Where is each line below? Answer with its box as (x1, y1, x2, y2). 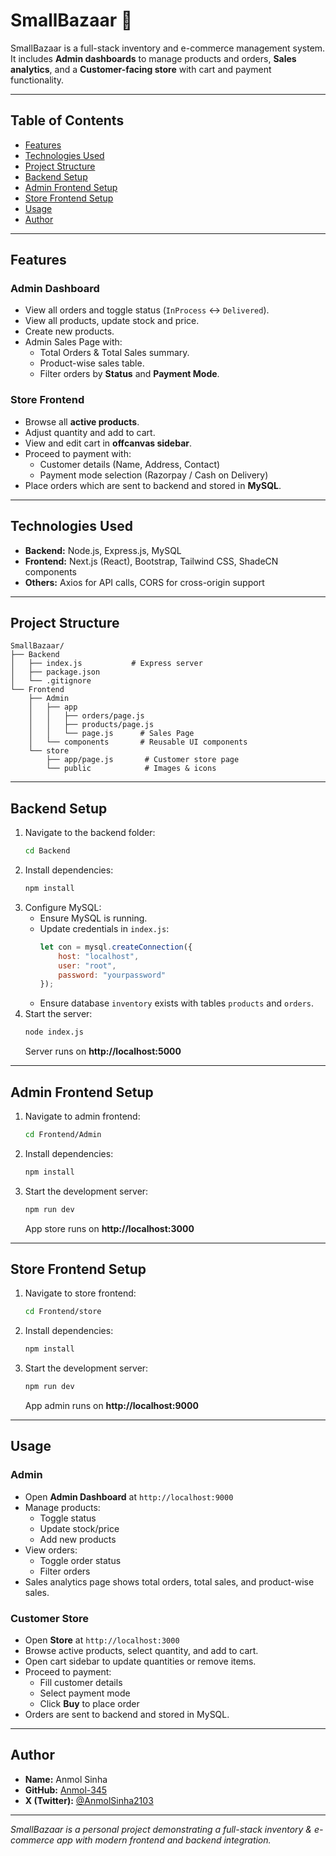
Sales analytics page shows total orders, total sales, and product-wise (24, 1575, 315, 1588)
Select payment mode (39, 1687, 131, 1699)
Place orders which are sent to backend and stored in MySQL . (24, 479, 282, 491)
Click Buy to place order (39, 1698, 140, 1710)
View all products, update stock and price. (24, 315, 200, 327)
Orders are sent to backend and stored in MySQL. (24, 1709, 230, 1721)
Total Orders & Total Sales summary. (39, 347, 190, 359)
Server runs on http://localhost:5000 (24, 1045, 182, 1058)
